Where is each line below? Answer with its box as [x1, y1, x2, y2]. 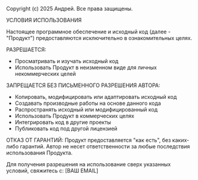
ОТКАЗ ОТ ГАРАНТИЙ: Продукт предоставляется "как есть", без [6, 136, 171, 144]
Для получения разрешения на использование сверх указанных [6, 161, 171, 167]
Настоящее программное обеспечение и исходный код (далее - [6, 28, 171, 35]
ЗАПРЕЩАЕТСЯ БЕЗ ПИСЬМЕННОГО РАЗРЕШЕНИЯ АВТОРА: [6, 82, 161, 89]
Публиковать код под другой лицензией [14, 125, 117, 132]
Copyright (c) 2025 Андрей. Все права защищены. [6, 5, 133, 12]
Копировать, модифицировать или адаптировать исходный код [14, 94, 177, 100]
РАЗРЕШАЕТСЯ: [6, 46, 47, 53]
